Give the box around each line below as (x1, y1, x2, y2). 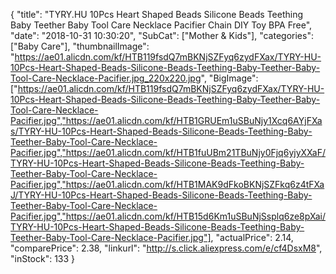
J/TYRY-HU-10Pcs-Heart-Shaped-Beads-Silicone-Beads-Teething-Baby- (10, 189, 313, 201)
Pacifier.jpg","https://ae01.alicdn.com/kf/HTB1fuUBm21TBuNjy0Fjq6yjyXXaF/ (10, 147, 326, 158)
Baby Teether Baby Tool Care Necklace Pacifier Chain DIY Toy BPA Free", (10, 19, 313, 31)
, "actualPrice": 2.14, (210, 232, 294, 243)
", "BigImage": (200, 72, 259, 84)
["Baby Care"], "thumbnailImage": (10, 40, 150, 52)
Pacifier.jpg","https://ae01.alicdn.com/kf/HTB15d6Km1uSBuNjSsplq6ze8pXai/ (10, 210, 326, 222)
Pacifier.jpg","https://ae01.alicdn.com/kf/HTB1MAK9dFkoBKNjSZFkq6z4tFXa (10, 179, 325, 190)
